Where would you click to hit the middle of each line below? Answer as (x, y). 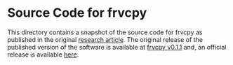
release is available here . (43, 55)
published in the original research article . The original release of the (105, 39)
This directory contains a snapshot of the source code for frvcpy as (105, 32)
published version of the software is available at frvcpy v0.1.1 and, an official (117, 47)
